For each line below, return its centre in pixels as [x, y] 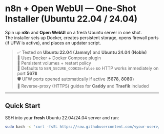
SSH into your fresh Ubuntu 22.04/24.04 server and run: [62, 117]
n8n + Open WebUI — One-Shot [71, 9]
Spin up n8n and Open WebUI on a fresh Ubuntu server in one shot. [73, 32]
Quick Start [23, 106]
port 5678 [27, 73]
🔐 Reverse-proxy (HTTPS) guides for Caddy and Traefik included [83, 86]
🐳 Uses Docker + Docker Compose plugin [59, 58]
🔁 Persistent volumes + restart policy [54, 63]
